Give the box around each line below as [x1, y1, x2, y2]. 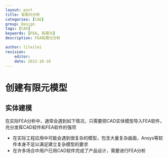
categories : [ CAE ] [5, 17, 44, 22]
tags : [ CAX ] [5, 26, 30, 31]
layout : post [5, 7, 33, 13]
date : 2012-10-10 [14, 59, 51, 64]
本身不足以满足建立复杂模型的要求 [17, 141, 89, 147]
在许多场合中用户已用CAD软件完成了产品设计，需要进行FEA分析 [12, 147, 146, 154]
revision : [5, 49, 26, 55]
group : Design [5, 21, 35, 27]
